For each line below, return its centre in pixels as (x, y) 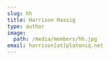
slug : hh (20, 13)
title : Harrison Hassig (42, 20)
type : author (26, 26)
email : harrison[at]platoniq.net (55, 46)
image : (17, 33)
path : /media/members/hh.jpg (55, 39)
